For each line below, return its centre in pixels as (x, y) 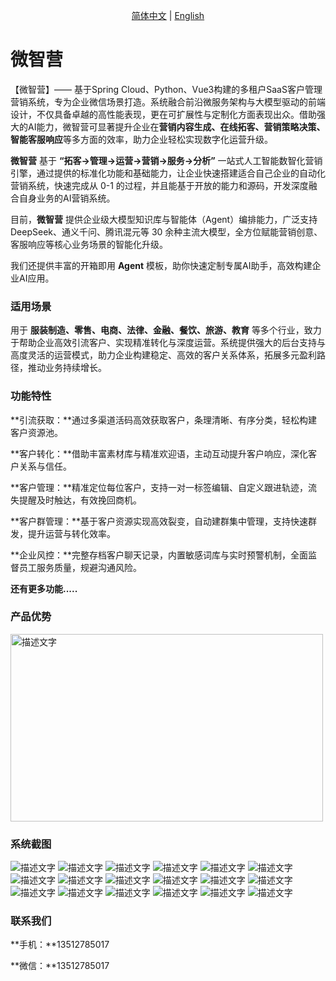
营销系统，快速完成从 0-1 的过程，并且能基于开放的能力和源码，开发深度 (159, 185)
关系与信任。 (45, 466)
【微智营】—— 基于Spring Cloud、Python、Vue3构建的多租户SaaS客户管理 (166, 89)
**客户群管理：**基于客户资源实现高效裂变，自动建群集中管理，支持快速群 (164, 521)
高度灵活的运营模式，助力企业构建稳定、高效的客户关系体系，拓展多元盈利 (163, 355)
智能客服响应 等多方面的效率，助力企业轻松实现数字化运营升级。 (141, 139)
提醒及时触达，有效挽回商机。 (80, 500)
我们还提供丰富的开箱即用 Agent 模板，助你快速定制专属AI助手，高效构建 (161, 265)
